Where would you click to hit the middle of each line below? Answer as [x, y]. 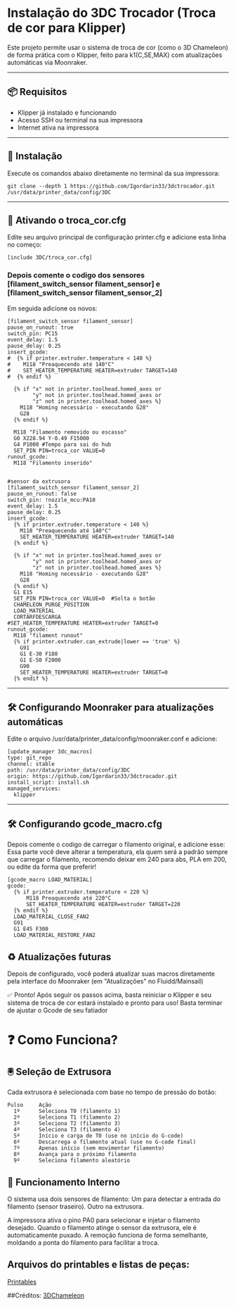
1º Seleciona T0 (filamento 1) [67, 1111]
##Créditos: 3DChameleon [46, 1295]
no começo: [25, 245]
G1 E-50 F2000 [40, 660]
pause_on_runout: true [40, 327]
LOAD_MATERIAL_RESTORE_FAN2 [55, 935]
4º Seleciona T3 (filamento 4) [67, 1130]
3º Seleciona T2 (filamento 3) [67, 1124]
